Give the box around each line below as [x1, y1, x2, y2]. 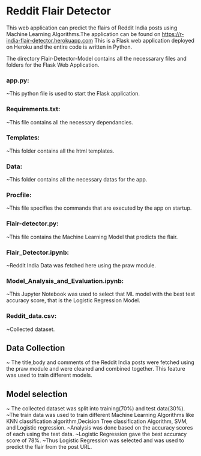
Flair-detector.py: [6, 219, 59, 228]
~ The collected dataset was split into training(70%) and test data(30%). [6, 405, 185, 412]
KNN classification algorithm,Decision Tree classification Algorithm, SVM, [6, 418, 188, 425]
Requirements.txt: [6, 105, 61, 114]
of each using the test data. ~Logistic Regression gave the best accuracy [6, 431, 187, 438]
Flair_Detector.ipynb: [6, 248, 69, 257]
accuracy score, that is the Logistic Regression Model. [6, 297, 140, 304]
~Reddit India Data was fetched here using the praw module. [6, 262, 157, 269]
